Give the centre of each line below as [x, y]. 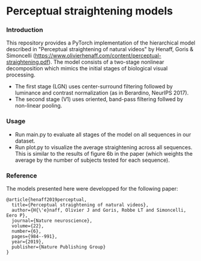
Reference [22, 176]
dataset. [25, 141]
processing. [21, 75]
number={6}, [27, 232]
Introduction [25, 30]
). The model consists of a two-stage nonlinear [106, 62]
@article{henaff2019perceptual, [46, 200]
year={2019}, [28, 242]
